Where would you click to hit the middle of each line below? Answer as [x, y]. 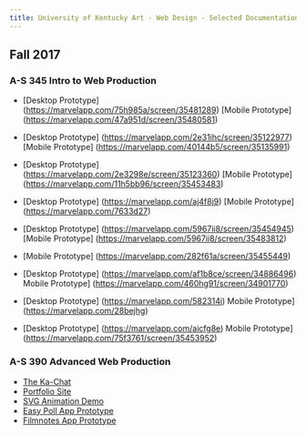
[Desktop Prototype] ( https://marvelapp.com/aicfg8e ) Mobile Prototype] [158, 329]
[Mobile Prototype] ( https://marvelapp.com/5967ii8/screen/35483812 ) [154, 238]
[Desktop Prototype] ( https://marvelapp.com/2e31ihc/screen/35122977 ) [158, 137]
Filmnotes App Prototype [69, 420]
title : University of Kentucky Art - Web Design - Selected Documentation [154, 18]
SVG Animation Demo [63, 400]
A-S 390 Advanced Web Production [90, 362]
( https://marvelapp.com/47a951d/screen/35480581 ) [120, 120]
